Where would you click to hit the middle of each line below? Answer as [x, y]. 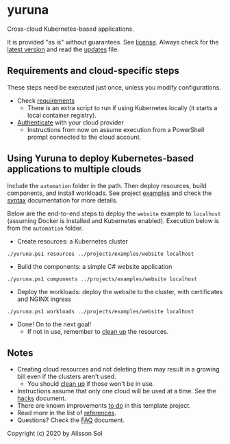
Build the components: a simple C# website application [94, 266]
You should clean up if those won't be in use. [91, 384]
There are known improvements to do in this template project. [104, 406]
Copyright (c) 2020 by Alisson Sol [55, 434]
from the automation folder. [45, 228]
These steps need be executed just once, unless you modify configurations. [114, 87]
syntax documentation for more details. [63, 200]
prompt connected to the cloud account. [84, 137]
